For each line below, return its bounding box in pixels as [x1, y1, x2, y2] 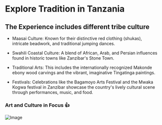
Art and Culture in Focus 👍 [5, 102, 70, 109]
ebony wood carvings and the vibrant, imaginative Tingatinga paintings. [12, 70, 156, 76]
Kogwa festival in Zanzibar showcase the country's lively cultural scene [12, 84, 155, 90]
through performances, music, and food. [12, 90, 94, 95]
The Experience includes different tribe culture [5, 23, 149, 31]
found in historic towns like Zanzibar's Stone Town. [12, 55, 114, 61]
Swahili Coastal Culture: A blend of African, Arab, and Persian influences [12, 50, 158, 56]
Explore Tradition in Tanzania [5, 3, 125, 15]
